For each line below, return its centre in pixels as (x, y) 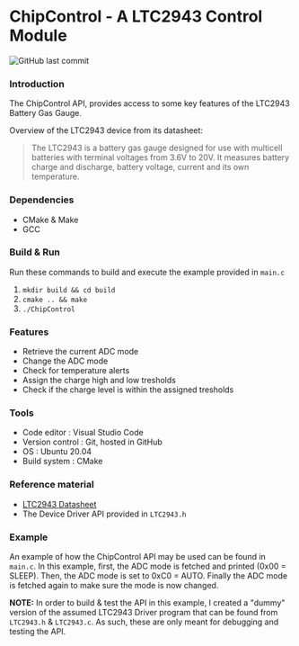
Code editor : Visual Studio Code (83, 433)
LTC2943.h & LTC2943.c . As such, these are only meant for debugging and (144, 622)
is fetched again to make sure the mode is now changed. (114, 586)
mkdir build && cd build (69, 290)
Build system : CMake (62, 462)
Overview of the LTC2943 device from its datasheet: (106, 130)
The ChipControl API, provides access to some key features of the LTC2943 (149, 103)
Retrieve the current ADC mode (80, 352)
